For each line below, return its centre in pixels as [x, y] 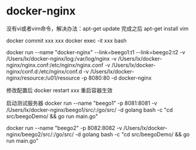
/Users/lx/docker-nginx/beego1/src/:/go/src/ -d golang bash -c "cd [90, 110]
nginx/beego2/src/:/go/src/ [40, 134]
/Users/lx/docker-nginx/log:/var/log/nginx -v [62, 58]
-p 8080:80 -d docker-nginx [116, 78]
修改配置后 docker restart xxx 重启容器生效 [59, 90]
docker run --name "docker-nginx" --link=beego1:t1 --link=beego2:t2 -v [96, 52]
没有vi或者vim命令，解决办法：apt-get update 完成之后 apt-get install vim [97, 28]
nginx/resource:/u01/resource [43, 78]
